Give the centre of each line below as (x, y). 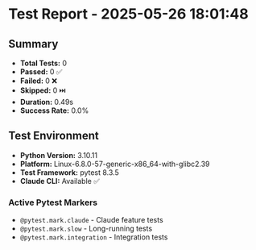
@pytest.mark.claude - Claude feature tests (91, 220)
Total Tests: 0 (43, 63)
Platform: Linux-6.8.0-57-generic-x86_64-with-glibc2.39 (115, 164)
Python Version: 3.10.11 (59, 155)
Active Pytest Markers (53, 202)
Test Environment (54, 136)
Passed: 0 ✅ (41, 72)
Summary (33, 44)
